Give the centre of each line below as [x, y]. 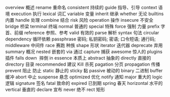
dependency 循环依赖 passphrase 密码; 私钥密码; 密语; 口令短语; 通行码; [80, 39]
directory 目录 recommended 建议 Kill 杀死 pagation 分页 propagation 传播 [83, 64]
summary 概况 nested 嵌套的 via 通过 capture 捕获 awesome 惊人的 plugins [84, 52]
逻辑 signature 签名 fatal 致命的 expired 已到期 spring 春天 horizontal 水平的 [84, 83]
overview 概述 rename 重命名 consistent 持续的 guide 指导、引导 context [81, 7]
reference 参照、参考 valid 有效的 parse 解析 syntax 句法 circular [92, 33]
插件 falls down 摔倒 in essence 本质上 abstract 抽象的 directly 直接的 [78, 58]
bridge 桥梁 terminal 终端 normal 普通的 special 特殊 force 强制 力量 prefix [82, 26]
